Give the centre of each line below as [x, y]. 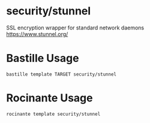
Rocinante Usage [49, 98]
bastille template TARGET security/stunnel [61, 74]
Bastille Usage [43, 58]
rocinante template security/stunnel [53, 114]
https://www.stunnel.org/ [37, 34]
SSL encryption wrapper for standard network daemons [75, 28]
